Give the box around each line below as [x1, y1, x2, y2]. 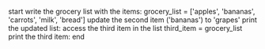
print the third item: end [8, 32, 85, 41]
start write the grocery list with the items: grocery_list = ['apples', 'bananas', [8, 7, 256, 16]
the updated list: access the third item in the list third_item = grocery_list [8, 24, 243, 32]
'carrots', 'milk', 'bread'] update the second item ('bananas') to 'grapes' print [8, 15, 257, 24]
